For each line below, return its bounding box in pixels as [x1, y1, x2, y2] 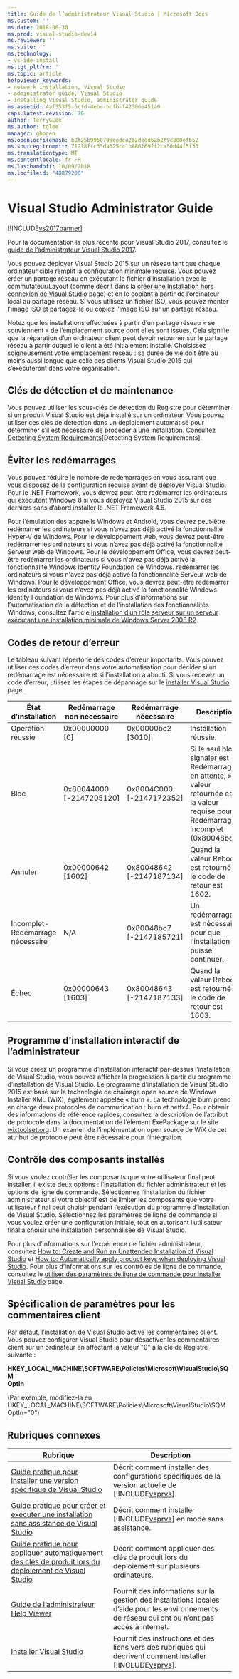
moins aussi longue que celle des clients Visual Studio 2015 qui [7, 356, 193, 364]
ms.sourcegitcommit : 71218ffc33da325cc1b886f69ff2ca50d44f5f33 [7, 143, 199, 150]
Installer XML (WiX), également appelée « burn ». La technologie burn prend [7, 1095, 231, 1104]
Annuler [11, 867, 38, 877]
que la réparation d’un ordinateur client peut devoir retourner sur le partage [7, 333, 228, 342]
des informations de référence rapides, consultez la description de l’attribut [7, 1110, 228, 1119]
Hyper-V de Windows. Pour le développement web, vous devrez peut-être [7, 533, 225, 541]
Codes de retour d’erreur [7, 636, 119, 649]
